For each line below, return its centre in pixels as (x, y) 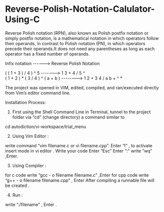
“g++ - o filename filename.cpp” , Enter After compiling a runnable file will (80, 180)
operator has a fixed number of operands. (47, 54)
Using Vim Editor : (30, 136)
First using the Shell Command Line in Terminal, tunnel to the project (82, 112)
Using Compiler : (29, 165)
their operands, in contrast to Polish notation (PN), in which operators (75, 43)
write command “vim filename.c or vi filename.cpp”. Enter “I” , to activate (79, 145)
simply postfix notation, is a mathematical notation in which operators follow (82, 38)
